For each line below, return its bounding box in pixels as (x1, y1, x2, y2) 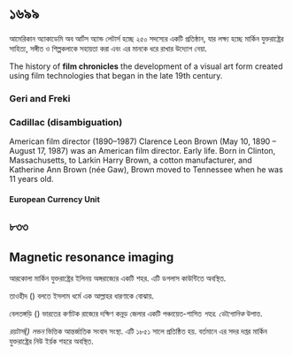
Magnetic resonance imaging (9, 249, 174, 264)
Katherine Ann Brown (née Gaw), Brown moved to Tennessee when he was (9, 164, 283, 175)
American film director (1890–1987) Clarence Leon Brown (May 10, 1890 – (9, 136, 277, 147)
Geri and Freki (9, 92, 71, 104)
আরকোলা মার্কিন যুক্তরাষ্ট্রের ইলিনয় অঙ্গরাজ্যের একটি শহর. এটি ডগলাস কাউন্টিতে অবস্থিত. (9, 273, 227, 284)
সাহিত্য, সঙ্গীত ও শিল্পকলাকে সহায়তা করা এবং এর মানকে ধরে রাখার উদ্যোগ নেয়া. (9, 43, 208, 54)
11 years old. (9, 174, 55, 185)
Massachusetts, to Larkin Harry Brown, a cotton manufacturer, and (9, 155, 252, 166)
